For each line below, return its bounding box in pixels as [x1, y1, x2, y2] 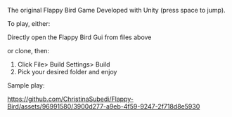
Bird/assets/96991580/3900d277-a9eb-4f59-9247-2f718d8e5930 [7, 102, 200, 111]
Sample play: [7, 81, 45, 90]
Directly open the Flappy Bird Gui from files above [7, 33, 152, 41]
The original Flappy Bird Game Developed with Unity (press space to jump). [7, 6, 226, 14]
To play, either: [7, 20, 51, 27]
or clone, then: [7, 47, 50, 55]
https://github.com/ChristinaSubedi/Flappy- [7, 95, 134, 103]
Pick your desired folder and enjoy [17, 68, 117, 76]
